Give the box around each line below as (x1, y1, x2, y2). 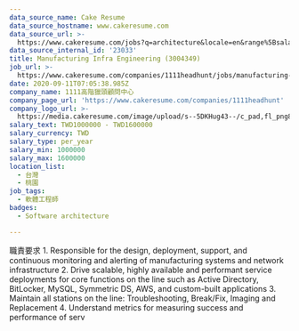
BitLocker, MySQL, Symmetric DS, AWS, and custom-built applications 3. (9, 283, 277, 294)
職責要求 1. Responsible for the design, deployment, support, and (9, 245, 247, 255)
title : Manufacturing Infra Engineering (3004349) (9, 54, 201, 63)
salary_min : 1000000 (9, 145, 86, 154)
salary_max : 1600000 (9, 153, 86, 163)
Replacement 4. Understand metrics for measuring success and (9, 302, 244, 312)
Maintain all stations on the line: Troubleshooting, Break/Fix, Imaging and (9, 293, 276, 303)
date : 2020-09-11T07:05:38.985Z (9, 79, 129, 88)
